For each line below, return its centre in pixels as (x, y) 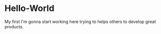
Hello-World (29, 8)
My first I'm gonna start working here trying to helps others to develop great (80, 22)
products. (14, 26)
